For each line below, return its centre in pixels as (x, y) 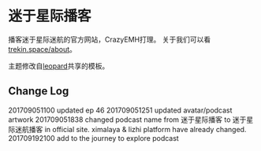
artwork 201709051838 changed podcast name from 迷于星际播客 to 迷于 (127, 120)
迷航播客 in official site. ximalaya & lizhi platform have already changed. (130, 129)
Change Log (39, 91)
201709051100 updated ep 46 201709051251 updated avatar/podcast (120, 110)
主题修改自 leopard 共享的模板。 (59, 66)
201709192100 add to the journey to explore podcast (93, 138)
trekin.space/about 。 (43, 49)
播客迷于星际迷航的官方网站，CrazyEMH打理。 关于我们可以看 (110, 39)
